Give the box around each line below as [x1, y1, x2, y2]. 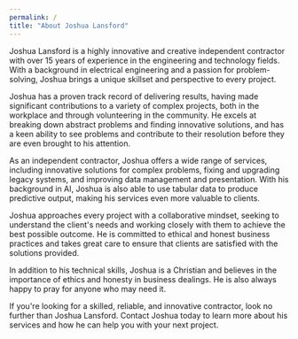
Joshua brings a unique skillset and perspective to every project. [39, 73, 277, 84]
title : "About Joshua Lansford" [9, 21, 129, 30]
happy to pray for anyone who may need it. [9, 283, 167, 294]
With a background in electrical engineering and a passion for [9, 64, 235, 75]
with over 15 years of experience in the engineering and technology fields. [9, 55, 280, 65]
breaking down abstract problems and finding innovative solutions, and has [9, 119, 285, 129]
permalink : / [9, 12, 58, 22]
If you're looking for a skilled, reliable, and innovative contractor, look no [9, 300, 273, 311]
